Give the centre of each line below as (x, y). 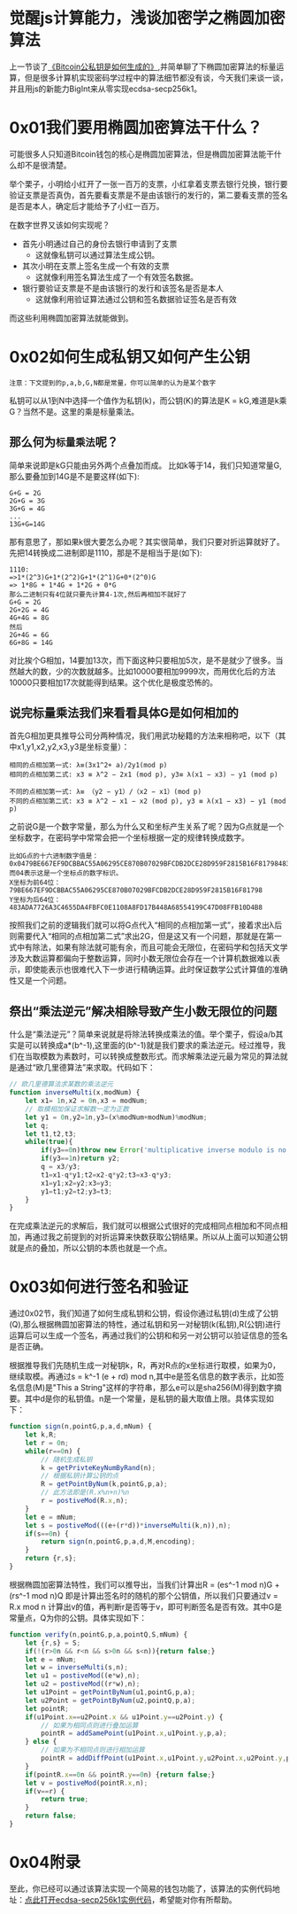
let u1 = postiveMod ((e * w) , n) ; (83, 1676)
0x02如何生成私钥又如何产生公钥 (129, 358)
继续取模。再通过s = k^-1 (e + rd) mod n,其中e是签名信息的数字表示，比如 (143, 1377)
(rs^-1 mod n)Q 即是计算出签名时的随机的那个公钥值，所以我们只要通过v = (144, 1595)
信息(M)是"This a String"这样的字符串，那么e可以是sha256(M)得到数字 (145, 1388)
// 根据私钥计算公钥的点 (80, 1476)
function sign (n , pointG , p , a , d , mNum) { (80, 1427)
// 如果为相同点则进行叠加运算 (90, 1725)
